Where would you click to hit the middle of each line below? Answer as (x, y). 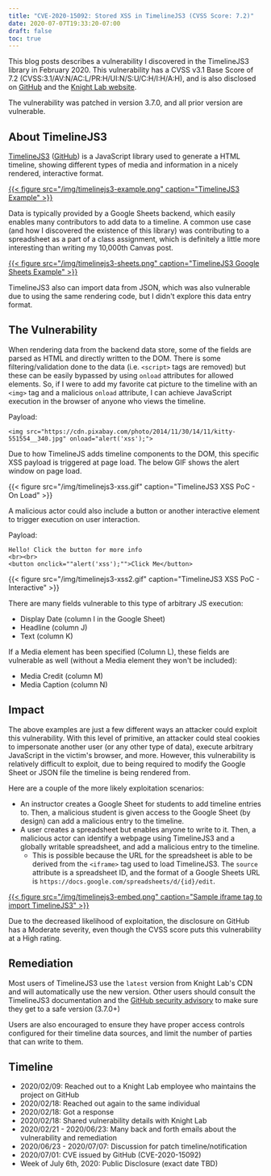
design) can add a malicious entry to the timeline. (102, 820)
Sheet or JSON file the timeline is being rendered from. (100, 772)
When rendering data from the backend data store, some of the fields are (130, 349)
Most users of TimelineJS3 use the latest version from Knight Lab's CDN (131, 983)
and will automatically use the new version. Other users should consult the (132, 992)
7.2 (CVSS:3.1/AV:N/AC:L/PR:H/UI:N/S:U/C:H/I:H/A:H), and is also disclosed (132, 78)
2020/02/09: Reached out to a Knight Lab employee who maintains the (138, 1086)
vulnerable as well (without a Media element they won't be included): (123, 660)
